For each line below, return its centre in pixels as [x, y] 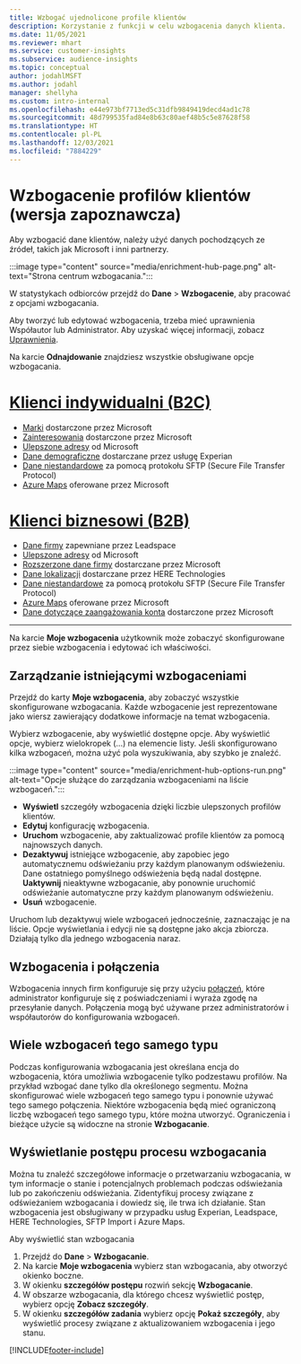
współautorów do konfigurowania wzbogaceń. [95, 1017]
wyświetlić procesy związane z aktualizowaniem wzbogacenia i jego [149, 1323]
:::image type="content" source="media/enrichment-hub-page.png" [136, 267]
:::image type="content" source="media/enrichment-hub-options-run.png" [148, 770]
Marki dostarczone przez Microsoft [87, 427]
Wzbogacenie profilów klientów [130, 195]
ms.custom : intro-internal [60, 101]
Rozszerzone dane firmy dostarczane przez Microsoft [121, 564]
